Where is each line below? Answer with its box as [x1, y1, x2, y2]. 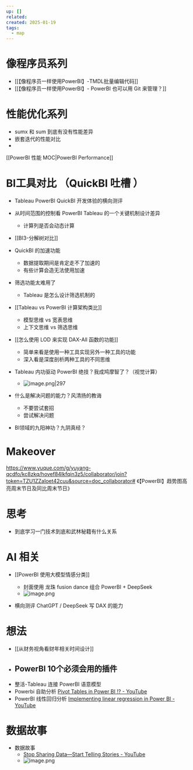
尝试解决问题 [23, 412, 54, 419]
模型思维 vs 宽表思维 [23, 316, 73, 323]
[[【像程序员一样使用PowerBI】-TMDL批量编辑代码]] [14, 78, 139, 85]
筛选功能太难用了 [14, 279, 56, 286]
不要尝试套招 [23, 404, 54, 411]
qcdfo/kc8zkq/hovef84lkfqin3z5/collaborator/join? [6, 470, 127, 477]
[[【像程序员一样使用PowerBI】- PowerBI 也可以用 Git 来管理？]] [14, 85, 167, 92]
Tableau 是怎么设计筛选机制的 [23, 291, 95, 298]
